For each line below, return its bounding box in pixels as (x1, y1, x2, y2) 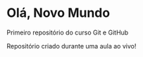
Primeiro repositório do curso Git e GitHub (6, 28, 129, 37)
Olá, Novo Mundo (6, 5, 111, 21)
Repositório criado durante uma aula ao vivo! (6, 42, 137, 50)
